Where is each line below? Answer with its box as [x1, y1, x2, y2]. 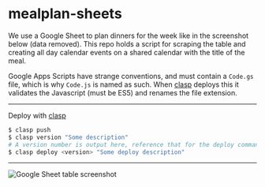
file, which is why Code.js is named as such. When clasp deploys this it [8, 80, 239, 89]
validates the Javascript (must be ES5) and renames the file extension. [8, 88, 238, 97]
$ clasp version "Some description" [8, 133, 129, 141]
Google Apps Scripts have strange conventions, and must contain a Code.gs [8, 71, 254, 80]
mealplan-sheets [8, 5, 122, 23]
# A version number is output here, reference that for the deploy [8, 140, 235, 148]
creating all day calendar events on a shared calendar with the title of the [8, 47, 246, 57]
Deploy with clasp [8, 110, 67, 120]
